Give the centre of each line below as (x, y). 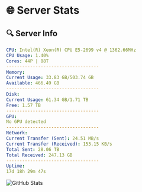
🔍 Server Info (32, 33)
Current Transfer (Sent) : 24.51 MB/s (53, 139)
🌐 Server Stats (43, 10)
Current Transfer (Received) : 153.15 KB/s (59, 144)
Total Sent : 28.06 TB (33, 149)
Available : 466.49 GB (33, 83)
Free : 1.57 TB (24, 105)
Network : (17, 133)
